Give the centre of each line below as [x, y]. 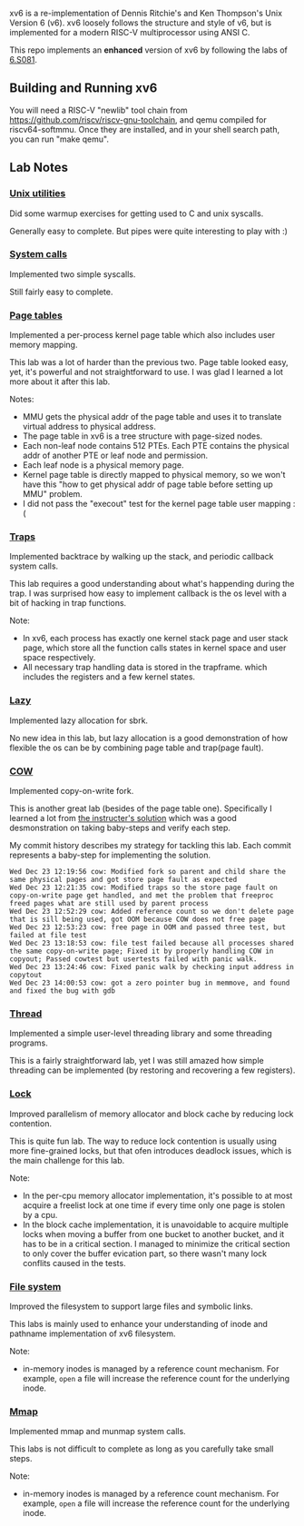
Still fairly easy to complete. [61, 292]
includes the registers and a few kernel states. [109, 677]
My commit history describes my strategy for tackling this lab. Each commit [151, 845]
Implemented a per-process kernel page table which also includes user [142, 335]
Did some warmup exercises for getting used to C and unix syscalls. [137, 213]
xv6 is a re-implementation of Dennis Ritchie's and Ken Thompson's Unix [146, 13]
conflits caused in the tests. [74, 1263]
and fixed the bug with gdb [63, 991]
